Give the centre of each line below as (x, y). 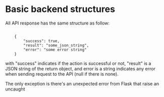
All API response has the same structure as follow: (58, 23)
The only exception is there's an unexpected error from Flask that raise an (82, 83)
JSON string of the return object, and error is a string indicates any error (80, 68)
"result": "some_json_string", (56, 45)
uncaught (15, 89)
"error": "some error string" (55, 49)
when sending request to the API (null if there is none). (62, 74)
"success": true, (41, 41)
